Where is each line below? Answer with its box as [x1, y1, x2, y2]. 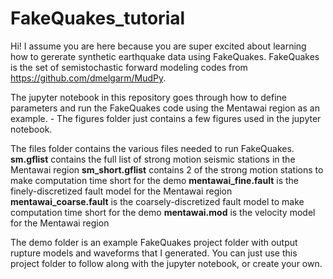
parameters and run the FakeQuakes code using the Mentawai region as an [10, 102, 320, 114]
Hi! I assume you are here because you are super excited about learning [10, 40, 307, 52]
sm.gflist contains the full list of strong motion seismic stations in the [10, 153, 296, 165]
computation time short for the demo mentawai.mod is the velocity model [10, 206, 316, 218]
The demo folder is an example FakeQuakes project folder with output [10, 236, 298, 248]
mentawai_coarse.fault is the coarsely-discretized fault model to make [10, 195, 305, 207]
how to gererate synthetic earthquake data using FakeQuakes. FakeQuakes [10, 50, 320, 62]
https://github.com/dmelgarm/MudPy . [10, 72, 167, 84]
